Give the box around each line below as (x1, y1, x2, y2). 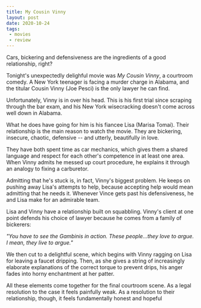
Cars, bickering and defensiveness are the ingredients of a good (6, 54, 166, 61)
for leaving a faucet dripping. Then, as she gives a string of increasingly (6, 257, 185, 264)
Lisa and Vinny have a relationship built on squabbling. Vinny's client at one (6, 208, 194, 215)
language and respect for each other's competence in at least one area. (6, 152, 185, 159)
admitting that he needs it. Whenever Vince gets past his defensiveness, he (6, 190, 194, 197)
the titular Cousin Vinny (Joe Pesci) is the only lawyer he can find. (6, 85, 170, 92)
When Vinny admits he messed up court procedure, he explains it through (6, 159, 190, 166)
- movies (8, 32, 31, 38)
